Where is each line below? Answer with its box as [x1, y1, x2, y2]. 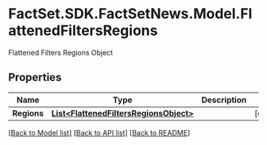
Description [201, 94, 247, 105]
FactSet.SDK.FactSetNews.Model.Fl [8, 5, 253, 23]
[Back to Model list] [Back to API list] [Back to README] [8, 128, 191, 137]
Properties [8, 71, 62, 84]
